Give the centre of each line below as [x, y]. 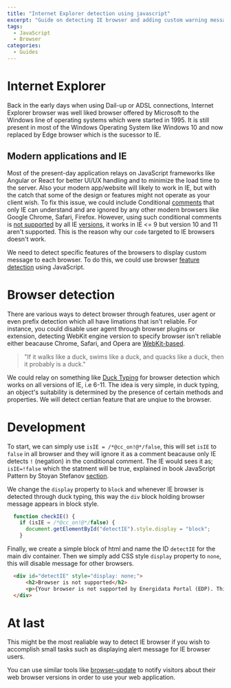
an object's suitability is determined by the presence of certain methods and [115, 392]
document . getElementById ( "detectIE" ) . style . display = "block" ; [118, 529]
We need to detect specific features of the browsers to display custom [107, 252]
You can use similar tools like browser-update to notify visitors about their [112, 670]
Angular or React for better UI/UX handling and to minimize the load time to [113, 180]
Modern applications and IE [67, 156]
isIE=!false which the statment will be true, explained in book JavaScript [111, 468]
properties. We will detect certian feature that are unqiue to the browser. [109, 399]
